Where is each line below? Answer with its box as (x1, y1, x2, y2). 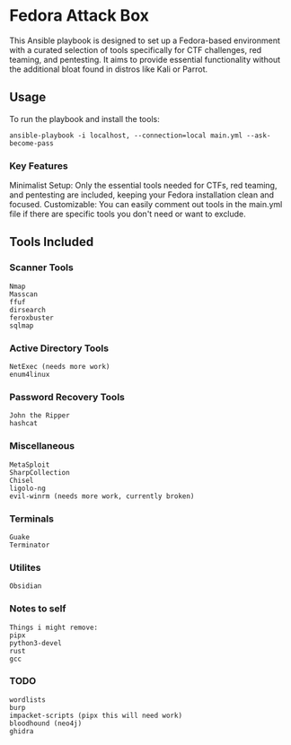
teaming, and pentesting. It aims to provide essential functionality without (9, 54, 281, 65)
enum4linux (9, 370, 50, 380)
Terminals (9, 513, 54, 525)
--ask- (246, 131, 271, 140)
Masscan (9, 289, 39, 299)
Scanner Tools (9, 261, 74, 274)
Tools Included (9, 234, 94, 250)
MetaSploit (9, 460, 50, 469)
